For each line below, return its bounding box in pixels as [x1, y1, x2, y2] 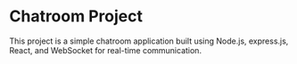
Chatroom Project [9, 6, 143, 27]
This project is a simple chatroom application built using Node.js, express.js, [9, 36, 289, 46]
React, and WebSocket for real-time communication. [9, 44, 202, 55]
